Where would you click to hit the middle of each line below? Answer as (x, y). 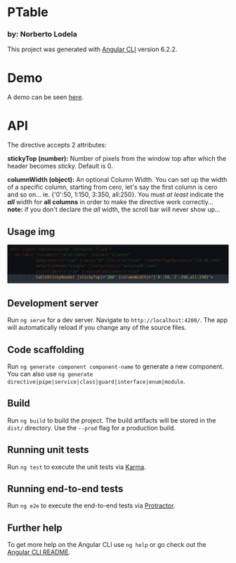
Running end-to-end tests (65, 489)
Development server (53, 303)
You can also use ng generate (50, 373)
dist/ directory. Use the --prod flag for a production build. (91, 428)
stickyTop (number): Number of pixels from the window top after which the (117, 159)
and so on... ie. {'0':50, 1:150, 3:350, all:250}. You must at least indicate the (116, 194)
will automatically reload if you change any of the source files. (97, 328)
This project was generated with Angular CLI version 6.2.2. (92, 49)
